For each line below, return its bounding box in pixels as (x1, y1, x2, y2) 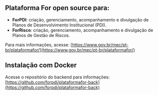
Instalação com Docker (5, 61, 77, 70)
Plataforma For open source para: (5, 4, 110, 12)
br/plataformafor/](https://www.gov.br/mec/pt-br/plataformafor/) (5, 47, 135, 53)
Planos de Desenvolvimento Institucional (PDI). (12, 22, 107, 28)
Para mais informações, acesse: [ (5, 41, 72, 48)
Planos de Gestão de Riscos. (12, 32, 70, 38)
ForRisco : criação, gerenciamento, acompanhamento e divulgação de (12, 27, 153, 33)
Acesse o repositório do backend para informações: (5, 74, 110, 80)
